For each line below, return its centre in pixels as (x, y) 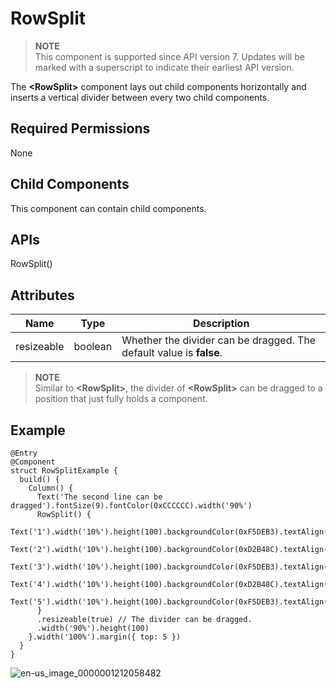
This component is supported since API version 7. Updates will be (169, 56)
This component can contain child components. (108, 208)
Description (221, 324)
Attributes (42, 295)
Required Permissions (80, 128)
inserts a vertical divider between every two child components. (140, 97)
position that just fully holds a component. (121, 399)
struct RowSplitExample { (64, 471)
